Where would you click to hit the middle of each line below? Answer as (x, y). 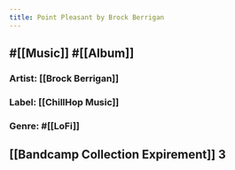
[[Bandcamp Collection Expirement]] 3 (117, 155)
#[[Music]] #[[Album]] (72, 54)
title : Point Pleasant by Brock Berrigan (87, 17)
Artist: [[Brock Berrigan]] (64, 78)
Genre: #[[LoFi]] (44, 126)
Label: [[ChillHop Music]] (64, 102)
